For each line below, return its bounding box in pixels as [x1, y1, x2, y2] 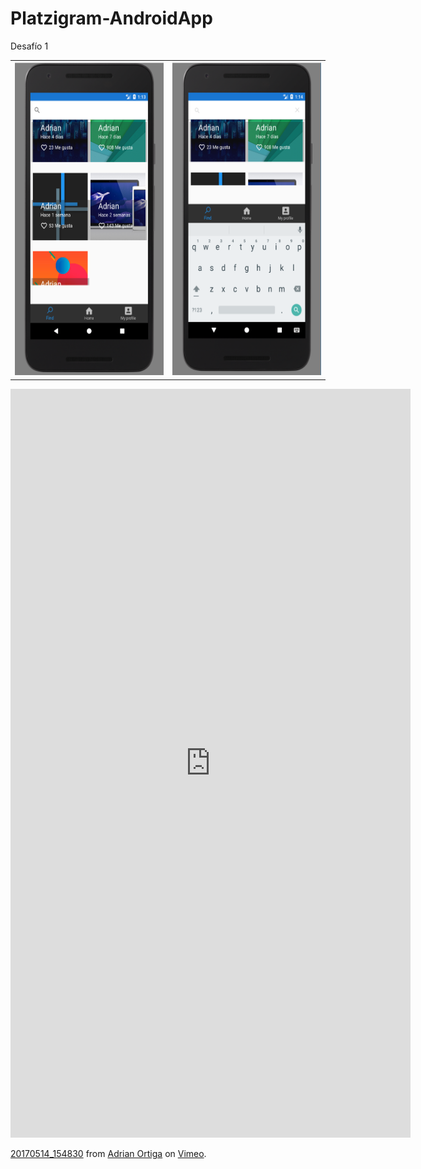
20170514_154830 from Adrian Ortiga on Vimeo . [10, 1147, 207, 1159]
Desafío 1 [10, 40, 49, 52]
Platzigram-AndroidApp [10, 7, 213, 30]
